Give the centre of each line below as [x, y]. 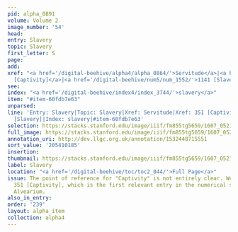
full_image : [25, 132]
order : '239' [27, 205]
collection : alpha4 [36, 218]
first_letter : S [31, 54]
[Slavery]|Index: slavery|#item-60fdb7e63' [79, 119]
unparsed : [22, 106]
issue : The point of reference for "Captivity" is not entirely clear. [115, 178]
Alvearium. [30, 192]
